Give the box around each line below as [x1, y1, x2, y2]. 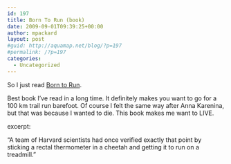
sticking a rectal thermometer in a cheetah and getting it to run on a [7, 143, 199, 151]
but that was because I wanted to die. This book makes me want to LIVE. [7, 109, 214, 117]
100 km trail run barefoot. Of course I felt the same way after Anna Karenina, [7, 101, 225, 109]
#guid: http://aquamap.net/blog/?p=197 [7, 42, 122, 49]
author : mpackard [7, 29, 57, 37]
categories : [7, 55, 41, 62]
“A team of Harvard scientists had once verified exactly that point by [7, 136, 202, 144]
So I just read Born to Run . [7, 80, 82, 89]
